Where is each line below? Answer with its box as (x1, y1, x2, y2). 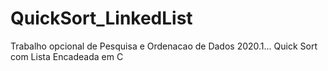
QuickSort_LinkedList (10, 7, 193, 30)
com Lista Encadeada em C (10, 50, 124, 62)
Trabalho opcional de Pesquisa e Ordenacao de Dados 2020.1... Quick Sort (10, 40, 318, 52)
